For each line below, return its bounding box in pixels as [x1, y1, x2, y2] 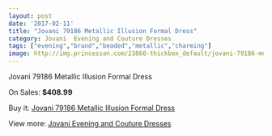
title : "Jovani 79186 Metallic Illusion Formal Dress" [8, 27, 198, 35]
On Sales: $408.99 [8, 87, 73, 97]
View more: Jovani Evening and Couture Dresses [8, 119, 172, 128]
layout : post [8, 11, 53, 20]
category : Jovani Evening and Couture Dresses [8, 34, 172, 43]
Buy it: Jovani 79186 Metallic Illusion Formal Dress [8, 103, 176, 113]
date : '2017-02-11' [8, 19, 74, 28]
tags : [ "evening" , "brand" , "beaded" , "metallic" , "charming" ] [8, 42, 212, 50]
